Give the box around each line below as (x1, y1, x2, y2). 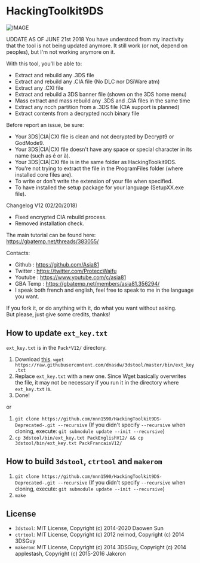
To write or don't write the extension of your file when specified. (14, 177, 173, 184)
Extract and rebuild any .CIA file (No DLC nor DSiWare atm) (14, 78, 160, 85)
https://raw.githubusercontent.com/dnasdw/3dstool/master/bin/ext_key (14, 362, 195, 368)
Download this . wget (14, 355, 64, 363)
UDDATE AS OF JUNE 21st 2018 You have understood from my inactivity (6, 35, 184, 43)
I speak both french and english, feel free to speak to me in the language (14, 286, 194, 293)
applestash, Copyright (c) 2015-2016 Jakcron (14, 550, 127, 558)
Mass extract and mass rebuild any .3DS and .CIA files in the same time (14, 97, 190, 104)
